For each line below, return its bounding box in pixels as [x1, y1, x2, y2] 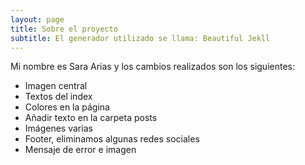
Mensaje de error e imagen [24, 144, 137, 156]
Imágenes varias [24, 122, 93, 135]
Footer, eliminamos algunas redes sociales [24, 133, 200, 145]
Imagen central [24, 80, 88, 92]
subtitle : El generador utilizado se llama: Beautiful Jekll [10, 33, 271, 43]
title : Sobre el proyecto [10, 24, 118, 34]
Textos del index [24, 91, 93, 103]
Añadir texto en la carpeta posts [24, 112, 158, 124]
